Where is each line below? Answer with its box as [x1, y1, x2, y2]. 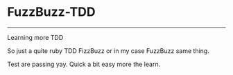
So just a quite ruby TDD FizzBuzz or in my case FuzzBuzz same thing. [7, 46, 209, 55]
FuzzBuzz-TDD [7, 4, 96, 20]
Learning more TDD [7, 33, 64, 41]
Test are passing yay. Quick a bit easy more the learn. [7, 60, 161, 68]
